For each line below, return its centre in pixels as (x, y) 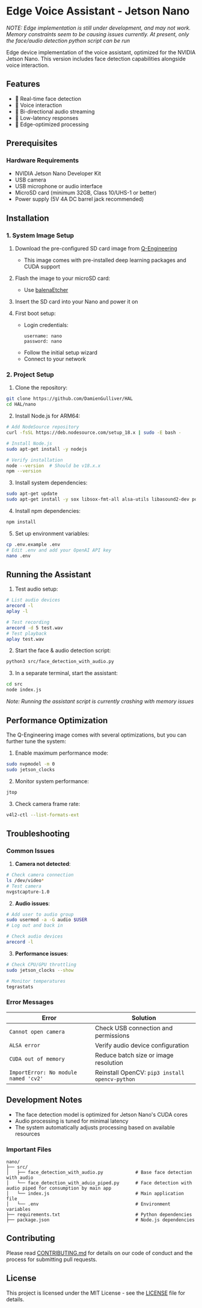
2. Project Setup (30, 375)
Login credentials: (46, 325)
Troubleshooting (38, 833)
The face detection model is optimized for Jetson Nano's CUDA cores (101, 1114)
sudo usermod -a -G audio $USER (47, 920)
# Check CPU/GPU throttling (41, 964)
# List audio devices (33, 600)
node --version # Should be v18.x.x (54, 466)
